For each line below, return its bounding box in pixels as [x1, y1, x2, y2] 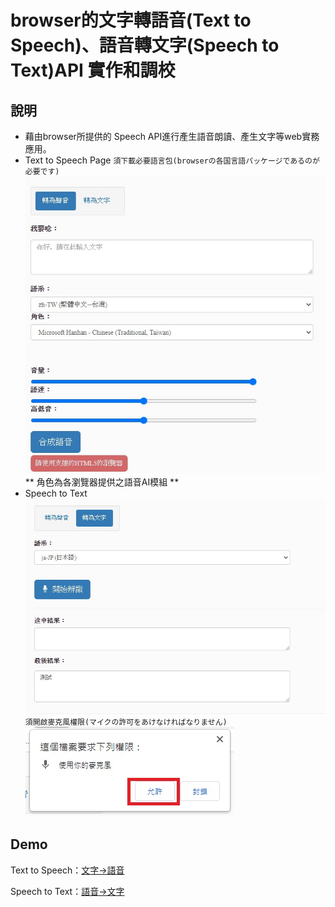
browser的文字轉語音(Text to [10, 9, 252, 32]
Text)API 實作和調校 [10, 59, 176, 82]
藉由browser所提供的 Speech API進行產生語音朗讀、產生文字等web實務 [24, 131, 320, 142]
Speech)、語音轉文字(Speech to [10, 34, 280, 57]
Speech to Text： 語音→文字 [10, 885, 125, 897]
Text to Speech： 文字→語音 [10, 864, 125, 876]
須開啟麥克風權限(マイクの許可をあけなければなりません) [24, 717, 228, 727]
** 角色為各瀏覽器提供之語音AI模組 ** [24, 476, 180, 488]
